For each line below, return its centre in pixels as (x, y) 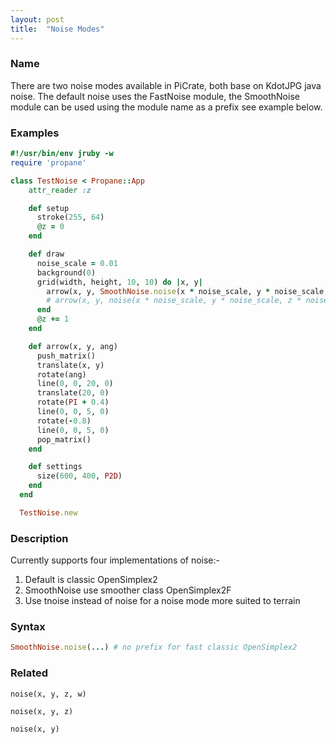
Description (39, 538)
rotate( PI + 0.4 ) (73, 402)
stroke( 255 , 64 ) (70, 217)
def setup (49, 208)
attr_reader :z (60, 190)
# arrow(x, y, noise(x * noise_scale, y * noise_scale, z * (174, 301)
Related (29, 673)
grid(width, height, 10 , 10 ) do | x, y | (119, 282)
